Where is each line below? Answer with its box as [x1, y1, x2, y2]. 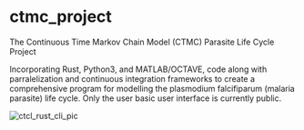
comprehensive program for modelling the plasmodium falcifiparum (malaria [9, 83, 296, 94]
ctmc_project [9, 6, 112, 27]
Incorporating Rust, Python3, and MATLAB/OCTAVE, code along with [9, 64, 268, 75]
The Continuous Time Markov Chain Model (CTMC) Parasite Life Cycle [9, 36, 275, 47]
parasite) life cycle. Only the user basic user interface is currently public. [9, 93, 282, 104]
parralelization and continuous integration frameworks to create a [9, 73, 256, 84]
